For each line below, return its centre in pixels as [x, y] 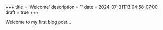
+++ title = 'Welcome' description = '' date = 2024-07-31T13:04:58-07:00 [82, 7]
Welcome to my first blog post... [38, 22]
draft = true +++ [22, 12]
